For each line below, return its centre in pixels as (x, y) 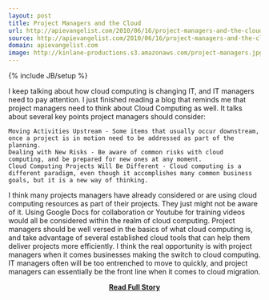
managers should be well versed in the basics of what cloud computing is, (131, 229)
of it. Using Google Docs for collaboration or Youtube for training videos (127, 212)
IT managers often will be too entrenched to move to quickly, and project (128, 263)
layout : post (30, 16)
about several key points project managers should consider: (107, 116)
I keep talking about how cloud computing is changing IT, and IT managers (131, 91)
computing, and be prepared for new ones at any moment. (105, 159)
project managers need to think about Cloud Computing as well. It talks (125, 108)
